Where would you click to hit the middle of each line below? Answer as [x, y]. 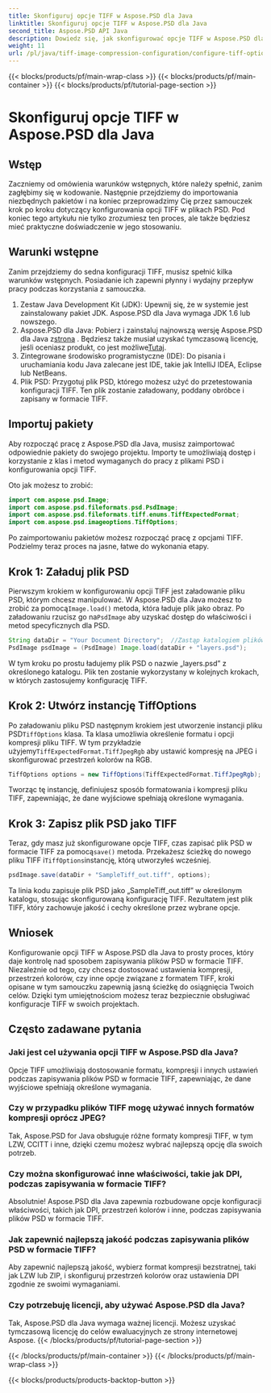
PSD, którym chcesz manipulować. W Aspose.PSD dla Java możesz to [125, 599]
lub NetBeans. [44, 373]
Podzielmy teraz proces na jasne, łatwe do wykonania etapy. [109, 547]
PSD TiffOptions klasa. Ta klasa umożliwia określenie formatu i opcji [121, 734]
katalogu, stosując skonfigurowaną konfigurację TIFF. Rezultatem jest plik [131, 899]
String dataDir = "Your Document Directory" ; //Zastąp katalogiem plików [137, 640]
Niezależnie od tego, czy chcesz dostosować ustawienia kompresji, [121, 969]
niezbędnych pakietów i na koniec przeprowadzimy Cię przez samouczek [130, 201]
